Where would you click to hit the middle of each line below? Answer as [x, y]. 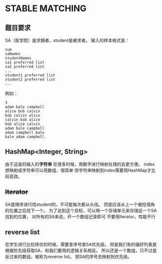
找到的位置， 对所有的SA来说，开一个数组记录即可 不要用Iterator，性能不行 [80, 216]
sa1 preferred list [25, 62]
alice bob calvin [23, 111]
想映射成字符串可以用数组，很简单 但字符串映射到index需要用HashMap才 [78, 170]
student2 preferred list [30, 80]
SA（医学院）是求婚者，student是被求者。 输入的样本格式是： [67, 40]
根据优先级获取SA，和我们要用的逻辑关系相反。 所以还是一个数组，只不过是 [81, 251]
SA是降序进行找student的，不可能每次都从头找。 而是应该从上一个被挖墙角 [80, 204]
